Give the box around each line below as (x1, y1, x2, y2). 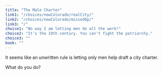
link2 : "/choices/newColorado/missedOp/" (5, 17, 94, 22)
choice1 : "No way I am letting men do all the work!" (5, 26, 121, 31)
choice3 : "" (5, 36, 30, 41)
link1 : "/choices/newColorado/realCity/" (5, 12, 94, 17)
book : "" (5, 41, 24, 46)
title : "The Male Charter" (5, 7, 62, 13)
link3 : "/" (5, 21, 28, 27)
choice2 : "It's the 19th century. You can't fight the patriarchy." (5, 31, 153, 36)
